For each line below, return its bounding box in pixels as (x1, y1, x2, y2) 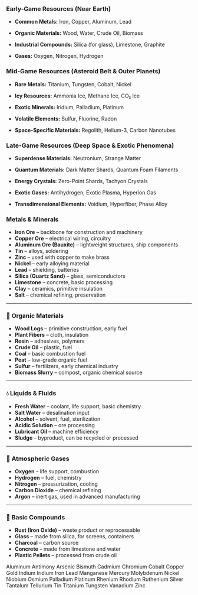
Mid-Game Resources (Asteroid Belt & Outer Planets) (6, 67, 161, 76)
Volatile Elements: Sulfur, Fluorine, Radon (14, 115, 117, 122)
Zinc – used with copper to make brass (14, 253, 110, 261)
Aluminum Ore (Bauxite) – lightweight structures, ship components (14, 241, 179, 248)
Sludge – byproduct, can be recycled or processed (14, 434, 138, 441)
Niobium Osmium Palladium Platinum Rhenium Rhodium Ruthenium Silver (6, 576, 184, 583)
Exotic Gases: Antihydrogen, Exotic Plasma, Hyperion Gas (14, 188, 156, 196)
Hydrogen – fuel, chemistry (14, 474, 82, 482)
